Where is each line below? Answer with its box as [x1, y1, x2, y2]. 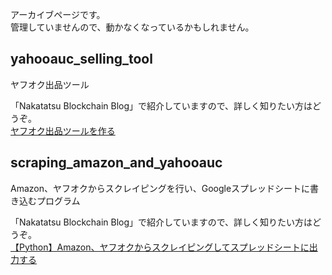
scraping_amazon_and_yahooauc [10, 154, 223, 172]
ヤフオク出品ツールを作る [10, 124, 116, 137]
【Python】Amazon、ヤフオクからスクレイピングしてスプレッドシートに [10, 241, 310, 253]
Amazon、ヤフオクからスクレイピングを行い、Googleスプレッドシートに [10, 182, 311, 194]
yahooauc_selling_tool [10, 51, 153, 68]
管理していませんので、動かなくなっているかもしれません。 [10, 21, 255, 33]
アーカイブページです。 [10, 9, 106, 20]
